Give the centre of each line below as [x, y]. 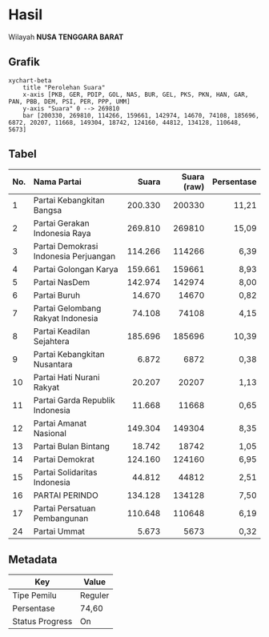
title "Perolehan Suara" [64, 87]
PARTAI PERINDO [66, 495]
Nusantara [53, 364]
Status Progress [42, 622]
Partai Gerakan [61, 223]
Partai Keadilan [62, 331]
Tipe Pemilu [35, 595]
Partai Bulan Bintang [72, 446]
